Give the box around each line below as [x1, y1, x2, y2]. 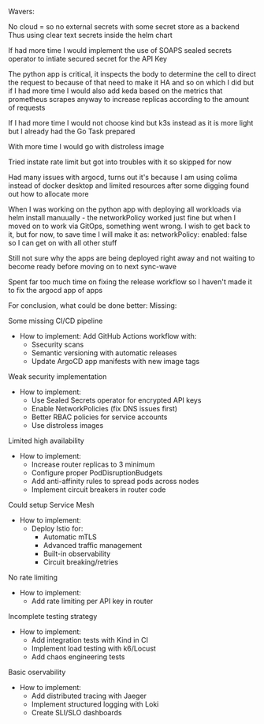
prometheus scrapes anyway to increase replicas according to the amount [8, 95, 250, 103]
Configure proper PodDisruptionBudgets [31, 468, 163, 477]
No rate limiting [8, 572, 58, 582]
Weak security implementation [8, 372, 107, 381]
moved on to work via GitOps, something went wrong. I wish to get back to [8, 221, 251, 231]
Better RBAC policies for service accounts [31, 412, 168, 422]
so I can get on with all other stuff [8, 238, 117, 247]
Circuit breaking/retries [43, 557, 119, 567]
